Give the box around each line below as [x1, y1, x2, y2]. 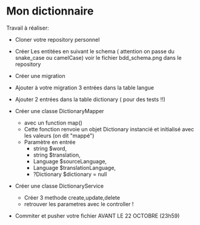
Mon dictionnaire [6, 4, 94, 18]
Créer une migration [15, 72, 65, 79]
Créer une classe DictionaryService [15, 182, 104, 189]
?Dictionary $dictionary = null [33, 171, 107, 178]
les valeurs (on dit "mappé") [24, 132, 95, 139]
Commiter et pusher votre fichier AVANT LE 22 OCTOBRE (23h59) [15, 212, 180, 219]
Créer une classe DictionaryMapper [15, 107, 104, 114]
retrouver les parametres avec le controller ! [24, 200, 134, 207]
